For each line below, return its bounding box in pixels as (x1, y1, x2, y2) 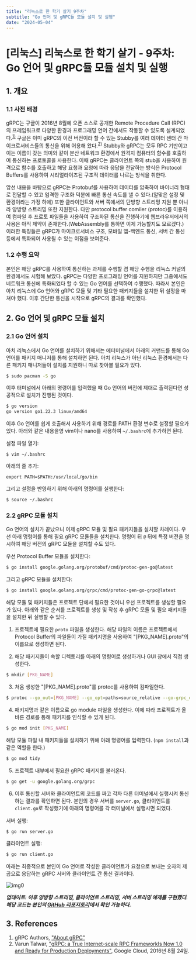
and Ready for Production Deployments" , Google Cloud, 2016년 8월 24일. (14, 947, 190, 954)
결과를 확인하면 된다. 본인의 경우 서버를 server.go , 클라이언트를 (25, 797, 170, 804)
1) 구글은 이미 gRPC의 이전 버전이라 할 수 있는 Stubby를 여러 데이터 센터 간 (12, 133, 183, 141)
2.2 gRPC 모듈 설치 (6, 511, 58, 519)
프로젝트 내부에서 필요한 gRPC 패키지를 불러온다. (14, 767, 127, 774)
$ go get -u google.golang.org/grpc (6, 779, 95, 784)
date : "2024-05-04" (6, 19, 54, 25)
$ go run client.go (6, 852, 54, 858)
